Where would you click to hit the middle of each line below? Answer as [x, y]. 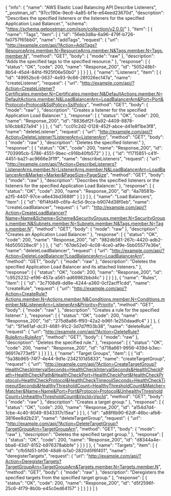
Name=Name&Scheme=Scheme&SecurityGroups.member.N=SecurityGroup [85, 218]
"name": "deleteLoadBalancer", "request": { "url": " [59, 251]
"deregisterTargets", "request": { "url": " [47, 456]
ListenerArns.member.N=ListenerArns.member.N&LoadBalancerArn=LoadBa [85, 169]
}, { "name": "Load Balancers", [121, 196]
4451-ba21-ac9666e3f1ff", [33, 159]
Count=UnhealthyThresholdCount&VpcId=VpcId [55, 397]
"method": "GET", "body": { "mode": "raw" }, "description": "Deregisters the [85, 472]
